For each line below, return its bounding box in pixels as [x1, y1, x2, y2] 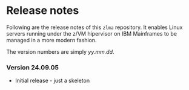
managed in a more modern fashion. [6, 36, 97, 43]
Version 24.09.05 [6, 63, 59, 71]
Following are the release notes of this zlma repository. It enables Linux [6, 24, 183, 31]
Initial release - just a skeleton [15, 77, 90, 85]
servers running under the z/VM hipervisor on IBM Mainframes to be [6, 30, 177, 37]
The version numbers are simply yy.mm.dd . [6, 48, 114, 55]
